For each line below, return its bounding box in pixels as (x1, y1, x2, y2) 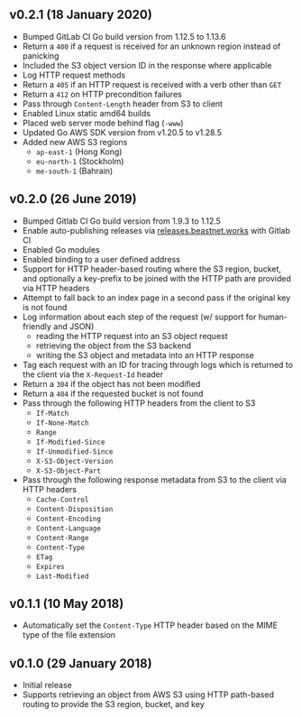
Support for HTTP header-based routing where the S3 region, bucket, (22, 263, 282, 274)
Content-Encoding (35, 514, 102, 523)
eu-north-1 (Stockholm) (35, 155, 124, 166)
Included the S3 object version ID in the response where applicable (22, 60, 272, 70)
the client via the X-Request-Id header (22, 369, 164, 380)
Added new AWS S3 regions (22, 136, 128, 147)
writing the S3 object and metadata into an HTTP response (35, 349, 254, 360)
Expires (35, 562, 65, 571)
